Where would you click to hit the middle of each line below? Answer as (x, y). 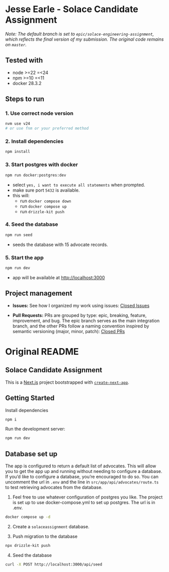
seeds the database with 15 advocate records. (60, 244)
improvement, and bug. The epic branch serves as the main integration (86, 320)
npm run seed (19, 235)
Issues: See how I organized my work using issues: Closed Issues (81, 305)
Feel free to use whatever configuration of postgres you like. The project (88, 497)
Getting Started (30, 398)
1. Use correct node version (39, 113)
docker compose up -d (28, 517)
